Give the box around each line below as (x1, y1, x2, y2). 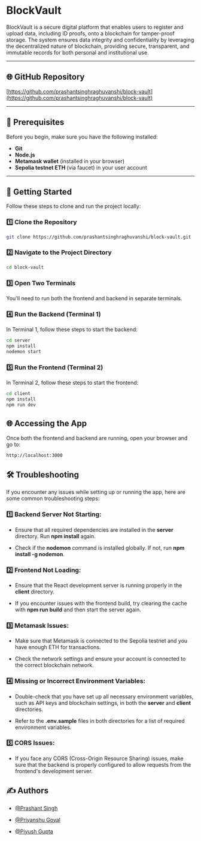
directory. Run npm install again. (14, 532, 96, 539)
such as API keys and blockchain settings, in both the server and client (14, 699, 191, 706)
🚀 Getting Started (6, 186, 72, 197)
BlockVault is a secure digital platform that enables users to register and (6, 23, 184, 31)
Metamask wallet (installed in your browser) (14, 157, 125, 165)
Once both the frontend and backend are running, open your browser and (6, 434, 188, 441)
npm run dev (6, 402, 36, 408)
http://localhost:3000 (6, 452, 63, 459)
